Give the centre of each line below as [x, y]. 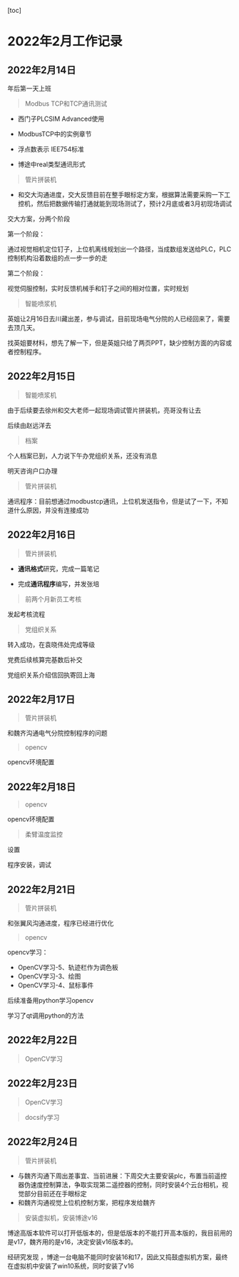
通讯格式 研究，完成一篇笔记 [59, 569]
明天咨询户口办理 [32, 471]
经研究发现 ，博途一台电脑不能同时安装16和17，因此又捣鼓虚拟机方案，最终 [118, 1257]
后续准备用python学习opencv [51, 1001]
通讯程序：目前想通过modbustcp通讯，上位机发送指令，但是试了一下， [112, 501]
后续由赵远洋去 [29, 425]
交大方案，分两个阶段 [39, 219]
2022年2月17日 [41, 700]
